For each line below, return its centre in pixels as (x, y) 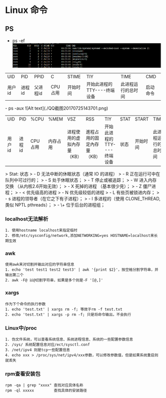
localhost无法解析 (27, 219)
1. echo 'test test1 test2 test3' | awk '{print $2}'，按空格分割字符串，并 (82, 270)
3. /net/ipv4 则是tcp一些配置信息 (38, 350)
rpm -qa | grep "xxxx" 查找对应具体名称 (44, 385)
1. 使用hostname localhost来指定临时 (41, 230)
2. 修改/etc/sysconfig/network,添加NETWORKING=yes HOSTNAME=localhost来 (80, 236)
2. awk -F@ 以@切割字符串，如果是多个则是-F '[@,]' (54, 281)
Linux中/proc (21, 328)
